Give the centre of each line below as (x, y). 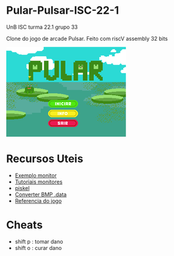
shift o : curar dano (38, 248)
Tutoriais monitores (39, 182)
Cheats (25, 225)
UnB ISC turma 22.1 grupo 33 (42, 27)
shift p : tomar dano (39, 241)
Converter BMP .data (41, 194)
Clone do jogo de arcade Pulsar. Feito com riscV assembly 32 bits (87, 38)
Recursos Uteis (45, 159)
